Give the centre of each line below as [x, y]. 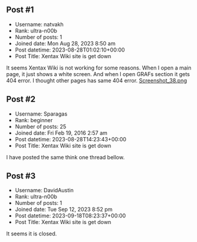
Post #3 [21, 176]
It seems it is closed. [32, 234]
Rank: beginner [34, 120]
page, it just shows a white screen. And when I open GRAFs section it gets [98, 74]
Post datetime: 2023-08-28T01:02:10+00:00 [70, 50]
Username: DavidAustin [44, 190]
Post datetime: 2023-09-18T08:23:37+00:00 [70, 216]
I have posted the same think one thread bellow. [65, 157]
